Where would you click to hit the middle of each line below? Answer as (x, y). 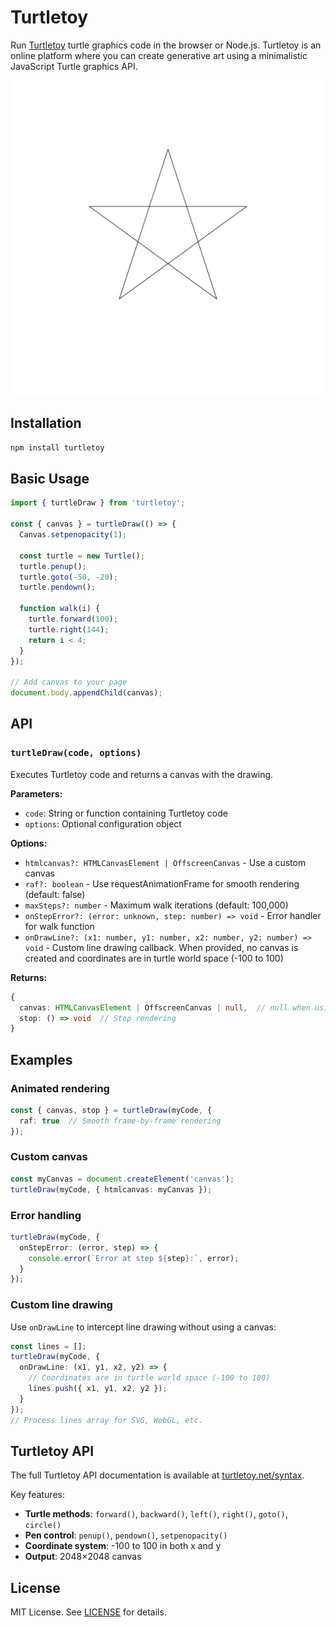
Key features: (37, 1495)
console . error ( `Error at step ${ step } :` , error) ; (134, 1258)
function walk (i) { (60, 609)
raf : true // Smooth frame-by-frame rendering (120, 1121)
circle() (43, 1526)
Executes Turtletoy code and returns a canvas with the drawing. (142, 774)
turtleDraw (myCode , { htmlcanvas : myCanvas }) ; (111, 1189)
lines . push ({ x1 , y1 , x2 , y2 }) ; (98, 1389)
